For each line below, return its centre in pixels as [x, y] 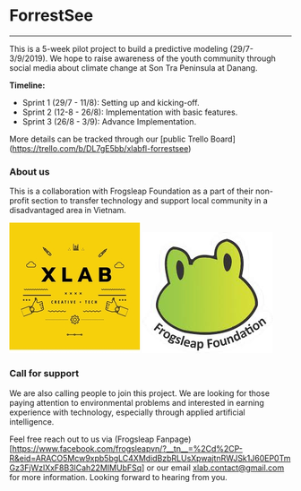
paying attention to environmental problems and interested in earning [137, 402]
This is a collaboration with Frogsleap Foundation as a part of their [131, 191]
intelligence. [32, 421]
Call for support [44, 374]
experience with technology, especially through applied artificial [127, 412]
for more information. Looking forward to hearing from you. [119, 477]
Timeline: [27, 85]
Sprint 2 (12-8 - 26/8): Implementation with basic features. [130, 112]
